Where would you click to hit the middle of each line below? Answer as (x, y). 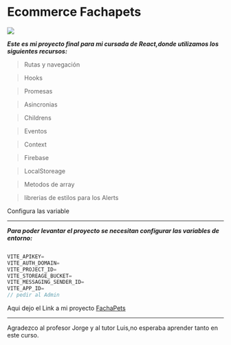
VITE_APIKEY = (26, 256)
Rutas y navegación (52, 64)
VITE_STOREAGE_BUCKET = (40, 276)
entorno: (20, 238)
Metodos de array (49, 184)
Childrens (37, 118)
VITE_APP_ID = (26, 289)
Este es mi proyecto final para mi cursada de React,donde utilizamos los (113, 44)
